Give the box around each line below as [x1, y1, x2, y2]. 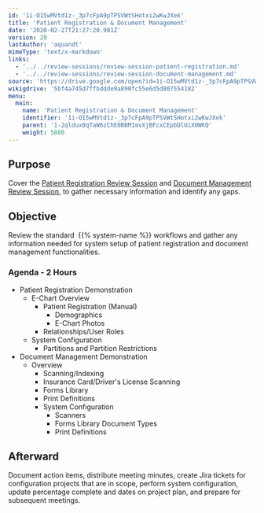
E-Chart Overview [31, 293, 90, 303]
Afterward [8, 449, 60, 463]
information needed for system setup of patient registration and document [8, 239, 249, 249]
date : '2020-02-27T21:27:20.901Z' [8, 26, 122, 34]
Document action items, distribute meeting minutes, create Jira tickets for [8, 471, 246, 480]
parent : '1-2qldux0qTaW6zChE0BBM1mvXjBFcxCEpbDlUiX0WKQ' [22, 121, 213, 129]
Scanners [54, 410, 86, 419]
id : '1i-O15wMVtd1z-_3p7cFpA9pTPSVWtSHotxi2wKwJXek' [8, 11, 185, 20]
